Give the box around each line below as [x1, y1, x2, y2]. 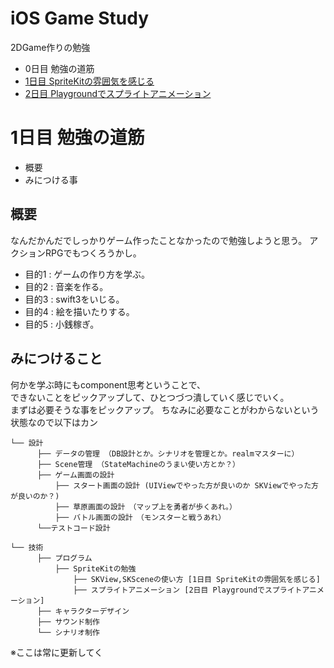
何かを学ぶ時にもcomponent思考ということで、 [10, 378, 206, 391]
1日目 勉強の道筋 [10, 127, 145, 149]
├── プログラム [36, 553, 93, 563]
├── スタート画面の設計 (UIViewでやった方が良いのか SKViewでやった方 [54, 480, 319, 491]
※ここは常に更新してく [10, 646, 104, 658]
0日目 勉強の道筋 [24, 62, 95, 74]
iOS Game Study [10, 7, 150, 30]
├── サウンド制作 [36, 617, 100, 627]
